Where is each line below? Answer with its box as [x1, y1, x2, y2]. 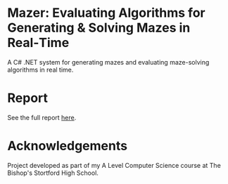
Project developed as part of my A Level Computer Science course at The [7, 161, 222, 169]
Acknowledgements [7, 138, 128, 154]
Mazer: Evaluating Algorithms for [7, 5, 205, 21]
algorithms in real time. [7, 65, 74, 74]
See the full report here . [7, 113, 77, 121]
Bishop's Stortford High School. [7, 169, 99, 177]
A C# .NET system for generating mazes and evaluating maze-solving [7, 58, 210, 66]
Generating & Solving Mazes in [7, 20, 191, 36]
